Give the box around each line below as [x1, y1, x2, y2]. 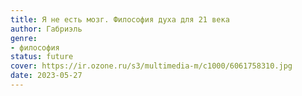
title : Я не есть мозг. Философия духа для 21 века [10, 14, 230, 25]
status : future [10, 52, 74, 62]
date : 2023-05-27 [10, 71, 83, 81]
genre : [10, 33, 38, 43]
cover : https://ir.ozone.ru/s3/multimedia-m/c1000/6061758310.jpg [10, 61, 293, 71]
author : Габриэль [10, 24, 83, 34]
